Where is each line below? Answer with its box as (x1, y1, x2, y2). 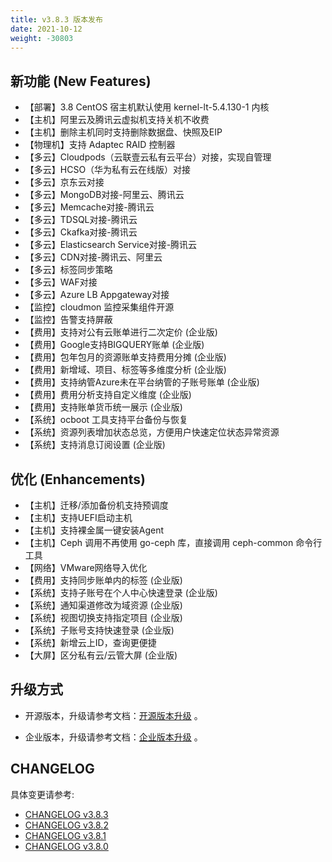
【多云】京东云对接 (24, 176, 105, 188)
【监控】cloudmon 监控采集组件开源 (24, 301, 175, 313)
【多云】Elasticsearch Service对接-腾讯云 (24, 239, 198, 251)
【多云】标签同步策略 (24, 264, 113, 276)
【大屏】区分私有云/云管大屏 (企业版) (24, 649, 178, 661)
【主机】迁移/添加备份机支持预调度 (24, 499, 169, 511)
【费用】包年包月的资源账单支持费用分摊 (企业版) (24, 351, 227, 363)
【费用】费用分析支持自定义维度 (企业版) (24, 389, 192, 401)
